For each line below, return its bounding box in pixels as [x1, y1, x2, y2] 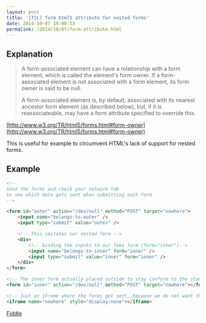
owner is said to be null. [21, 85, 82, 92]
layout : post [6, 9, 40, 15]
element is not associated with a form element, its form [50, 78, 189, 86]
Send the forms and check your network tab [6, 186, 120, 192]
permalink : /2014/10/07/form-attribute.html [6, 26, 122, 32]
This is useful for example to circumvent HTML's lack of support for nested [6, 140, 196, 147]
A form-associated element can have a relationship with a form [21, 65, 181, 72]
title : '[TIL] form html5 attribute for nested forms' [6, 15, 150, 21]
